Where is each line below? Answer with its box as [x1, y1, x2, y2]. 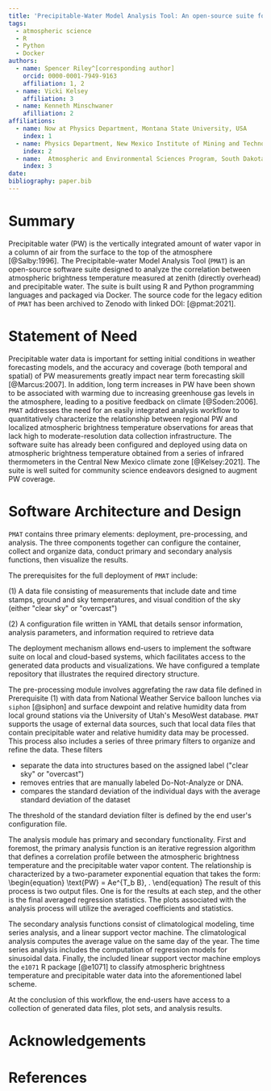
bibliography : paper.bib [8, 177, 92, 186]
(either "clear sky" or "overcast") [8, 603, 118, 613]
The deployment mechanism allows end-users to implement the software [8, 643, 252, 653]
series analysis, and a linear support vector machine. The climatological [8, 927, 247, 937]
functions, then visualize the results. [8, 554, 129, 564]
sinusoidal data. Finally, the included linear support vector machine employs [8, 953, 261, 963]
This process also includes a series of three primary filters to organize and [8, 736, 256, 746]
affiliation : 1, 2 [23, 79, 85, 87]
